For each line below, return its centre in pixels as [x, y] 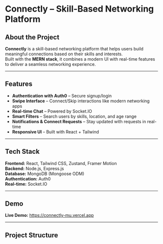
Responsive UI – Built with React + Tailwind [56, 131]
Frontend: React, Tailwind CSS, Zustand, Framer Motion [61, 163]
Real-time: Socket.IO [26, 184]
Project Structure [32, 235]
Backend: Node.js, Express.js [34, 168]
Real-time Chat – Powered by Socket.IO [52, 111]
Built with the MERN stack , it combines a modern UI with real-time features [80, 59]
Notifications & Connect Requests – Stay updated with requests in [79, 121]
